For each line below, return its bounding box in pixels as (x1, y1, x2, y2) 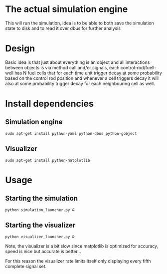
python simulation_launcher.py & (5, 207, 75, 213)
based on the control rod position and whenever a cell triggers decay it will (5, 75, 159, 81)
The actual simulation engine (5, 3, 128, 15)
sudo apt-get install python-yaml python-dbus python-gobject (5, 131, 137, 136)
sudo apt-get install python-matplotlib (5, 158, 91, 163)
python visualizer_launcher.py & (5, 234, 75, 239)
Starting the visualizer (5, 221, 76, 230)
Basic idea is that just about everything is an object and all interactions (5, 59, 150, 65)
